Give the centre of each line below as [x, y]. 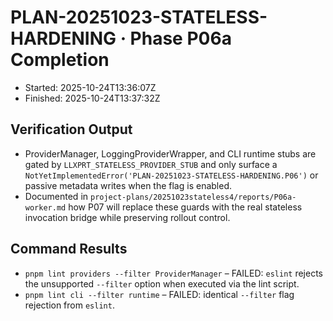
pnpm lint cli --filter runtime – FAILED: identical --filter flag [159, 294]
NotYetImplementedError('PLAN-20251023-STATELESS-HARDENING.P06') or [171, 175]
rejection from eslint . [69, 305]
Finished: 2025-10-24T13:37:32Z [92, 98]
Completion [60, 60]
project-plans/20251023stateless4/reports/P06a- [193, 197]
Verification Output [71, 129]
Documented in [56, 196]
